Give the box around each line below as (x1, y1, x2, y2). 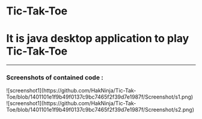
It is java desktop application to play (6, 32, 189, 46)
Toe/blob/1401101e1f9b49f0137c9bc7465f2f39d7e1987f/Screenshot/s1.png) (6, 93, 194, 100)
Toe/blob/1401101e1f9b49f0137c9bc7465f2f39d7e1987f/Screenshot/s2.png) (6, 106, 194, 114)
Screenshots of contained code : (6, 73, 103, 82)
